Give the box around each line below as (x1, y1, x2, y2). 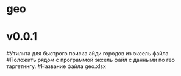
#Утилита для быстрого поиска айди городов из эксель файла (6, 50, 169, 57)
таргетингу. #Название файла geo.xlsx (6, 63, 107, 70)
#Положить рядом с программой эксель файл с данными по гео (6, 57, 176, 64)
